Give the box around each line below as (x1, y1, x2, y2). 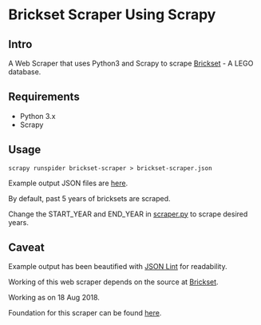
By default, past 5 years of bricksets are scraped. (8, 193, 171, 203)
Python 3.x (19, 111, 56, 121)
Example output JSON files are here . (8, 178, 129, 188)
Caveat (8, 241, 45, 255)
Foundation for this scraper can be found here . (8, 308, 162, 318)
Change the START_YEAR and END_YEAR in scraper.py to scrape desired (8, 209, 248, 219)
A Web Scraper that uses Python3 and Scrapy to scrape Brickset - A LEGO (8, 58, 254, 68)
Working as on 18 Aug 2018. (8, 293, 100, 303)
